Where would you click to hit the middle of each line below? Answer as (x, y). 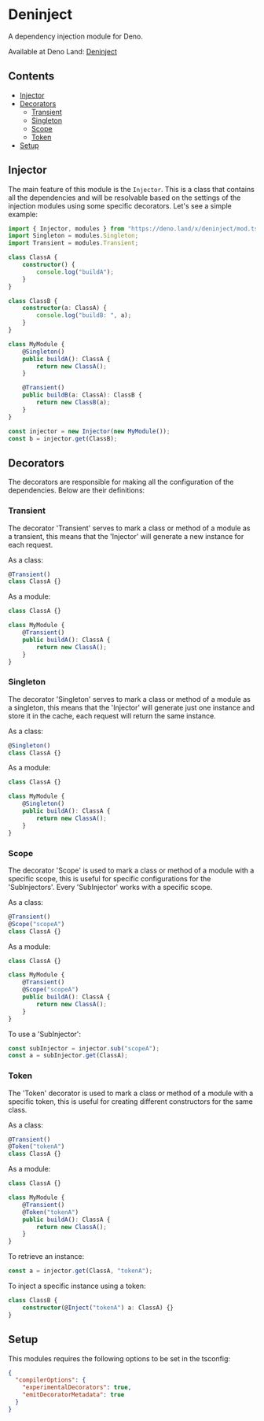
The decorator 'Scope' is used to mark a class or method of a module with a (131, 870)
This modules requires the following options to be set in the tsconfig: (119, 1358)
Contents (31, 76)
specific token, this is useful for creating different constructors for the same (131, 1101)
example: (23, 214)
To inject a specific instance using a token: (77, 1286)
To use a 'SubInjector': (44, 1034)
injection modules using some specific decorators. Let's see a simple (120, 205)
